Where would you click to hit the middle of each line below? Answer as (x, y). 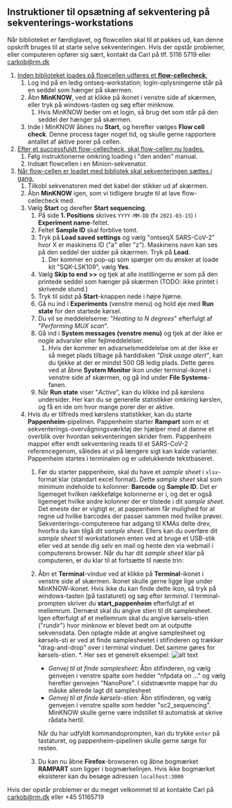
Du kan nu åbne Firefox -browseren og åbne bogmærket (118, 761)
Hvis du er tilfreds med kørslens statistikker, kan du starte (110, 414)
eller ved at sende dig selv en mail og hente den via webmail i (125, 545)
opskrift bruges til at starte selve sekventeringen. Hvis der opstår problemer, (116, 47)
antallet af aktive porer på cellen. (74, 141)
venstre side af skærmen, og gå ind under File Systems (128, 377)
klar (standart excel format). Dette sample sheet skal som (140, 479)
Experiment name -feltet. (73, 223)
